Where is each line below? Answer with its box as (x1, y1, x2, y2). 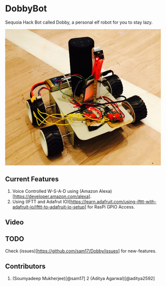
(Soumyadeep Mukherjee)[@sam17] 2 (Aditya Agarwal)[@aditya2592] (12, 275, 155, 281)
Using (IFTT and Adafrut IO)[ (12, 198, 71, 205)
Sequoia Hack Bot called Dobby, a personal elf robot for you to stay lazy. (5, 19, 153, 25)
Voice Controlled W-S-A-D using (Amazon (12, 188, 98, 194)
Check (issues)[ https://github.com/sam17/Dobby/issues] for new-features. (5, 248, 157, 254)
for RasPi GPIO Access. (87, 204, 135, 210)
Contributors (5, 262, 46, 271)
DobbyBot (5, 3, 47, 14)
